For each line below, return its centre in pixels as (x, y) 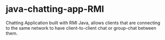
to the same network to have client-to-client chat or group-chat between (81, 28)
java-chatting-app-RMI (55, 9)
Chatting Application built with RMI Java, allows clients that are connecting (83, 23)
